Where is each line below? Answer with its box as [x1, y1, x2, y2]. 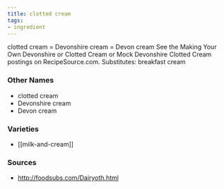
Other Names [7, 75, 54, 85]
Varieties [7, 124, 39, 134]
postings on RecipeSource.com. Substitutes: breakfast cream [7, 58, 186, 66]
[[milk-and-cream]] [17, 140, 74, 148]
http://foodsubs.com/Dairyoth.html [17, 173, 119, 182]
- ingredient [7, 23, 46, 30]
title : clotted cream [7, 10, 71, 18]
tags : [7, 17, 23, 24]
